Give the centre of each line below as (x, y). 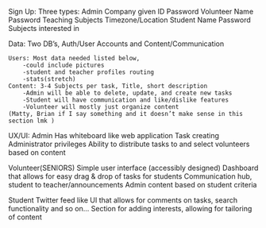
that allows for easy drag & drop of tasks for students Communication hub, (130, 176)
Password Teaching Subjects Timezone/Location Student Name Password (130, 20)
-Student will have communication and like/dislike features (125, 100)
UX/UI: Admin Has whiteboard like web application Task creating (114, 135)
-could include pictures (64, 65)
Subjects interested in (44, 28)
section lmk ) (32, 121)
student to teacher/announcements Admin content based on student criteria (133, 185)
